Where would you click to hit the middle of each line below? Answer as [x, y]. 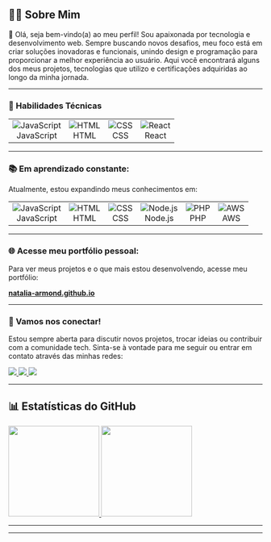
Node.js [159, 219]
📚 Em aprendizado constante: [69, 169]
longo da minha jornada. [49, 77]
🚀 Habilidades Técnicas [55, 106]
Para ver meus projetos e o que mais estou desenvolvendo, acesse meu [128, 269]
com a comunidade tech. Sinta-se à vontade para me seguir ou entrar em [130, 347]
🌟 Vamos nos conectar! [55, 321]
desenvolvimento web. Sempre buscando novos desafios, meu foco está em [135, 43]
